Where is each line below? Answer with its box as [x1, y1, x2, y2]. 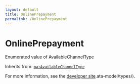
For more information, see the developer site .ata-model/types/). [5, 73, 135, 79]
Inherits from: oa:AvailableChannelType [5, 64, 85, 70]
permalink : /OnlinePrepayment [5, 16, 68, 21]
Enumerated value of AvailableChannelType [5, 54, 94, 60]
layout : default [5, 7, 39, 12]
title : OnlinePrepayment [5, 12, 56, 17]
